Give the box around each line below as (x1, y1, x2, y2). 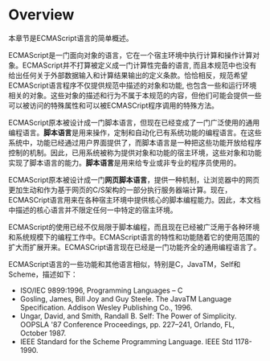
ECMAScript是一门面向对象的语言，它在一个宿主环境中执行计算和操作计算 (8, 50, 253, 59)
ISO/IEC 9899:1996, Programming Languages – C (19, 285, 183, 295)
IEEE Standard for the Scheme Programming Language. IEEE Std (19, 336, 233, 347)
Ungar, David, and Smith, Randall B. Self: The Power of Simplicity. (19, 311, 237, 321)
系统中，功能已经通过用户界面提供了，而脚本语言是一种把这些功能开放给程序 (8, 137, 262, 147)
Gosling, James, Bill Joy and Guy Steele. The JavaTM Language (19, 293, 231, 303)
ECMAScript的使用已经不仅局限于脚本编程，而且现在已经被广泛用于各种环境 (8, 222, 260, 232)
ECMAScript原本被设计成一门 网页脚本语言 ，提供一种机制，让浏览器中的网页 (8, 174, 260, 184)
